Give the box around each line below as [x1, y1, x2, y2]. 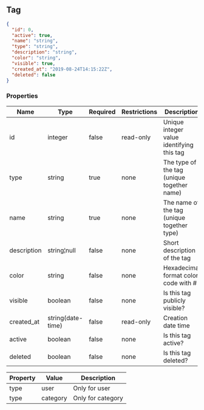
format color [163, 271, 199, 279]
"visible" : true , [12, 60, 56, 66]
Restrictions [121, 108, 158, 116]
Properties [6, 92, 38, 100]
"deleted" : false [12, 72, 56, 78]
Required [89, 108, 116, 116]
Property [9, 374, 36, 382]
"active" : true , [12, 32, 53, 38]
